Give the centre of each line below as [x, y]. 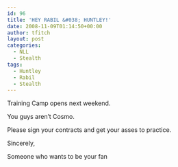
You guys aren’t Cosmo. [41, 117]
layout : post [26, 39]
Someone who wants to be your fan [58, 157]
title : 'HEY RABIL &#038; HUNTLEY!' [59, 20]
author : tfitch [29, 33]
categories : [24, 45]
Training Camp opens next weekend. [59, 103]
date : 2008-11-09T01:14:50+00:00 [55, 26]
